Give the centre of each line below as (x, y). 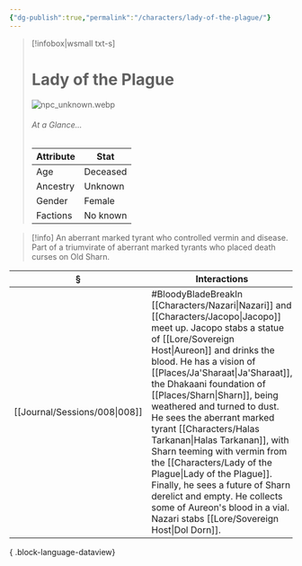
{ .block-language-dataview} (62, 552)
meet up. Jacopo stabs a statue (218, 327)
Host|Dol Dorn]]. (187, 529)
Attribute (56, 156)
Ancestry (55, 186)
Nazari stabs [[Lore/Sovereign (215, 518)
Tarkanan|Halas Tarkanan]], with (220, 439)
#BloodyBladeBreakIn (197, 294)
